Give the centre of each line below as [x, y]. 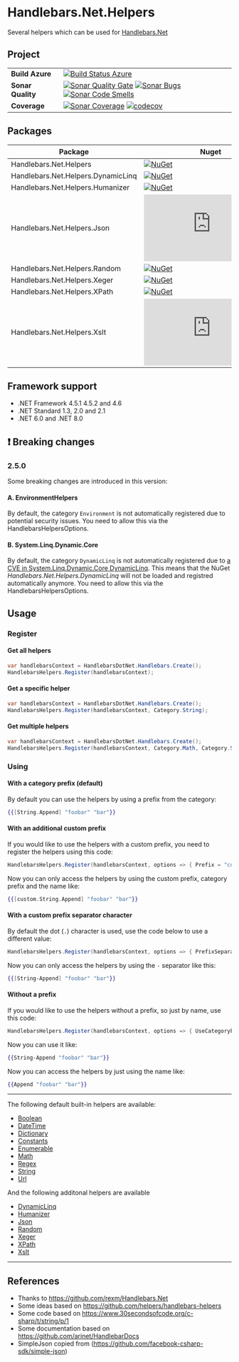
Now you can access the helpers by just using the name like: [96, 1071]
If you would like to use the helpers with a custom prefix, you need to [108, 844]
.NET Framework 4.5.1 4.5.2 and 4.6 [70, 403]
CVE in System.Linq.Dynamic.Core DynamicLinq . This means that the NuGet [119, 568]
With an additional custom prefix [57, 828]
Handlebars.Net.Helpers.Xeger [62, 280]
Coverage [28, 105]
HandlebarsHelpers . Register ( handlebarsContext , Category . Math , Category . [119, 748]
